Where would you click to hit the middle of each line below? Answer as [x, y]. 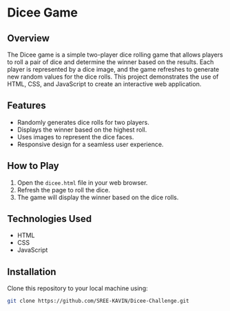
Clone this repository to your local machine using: [77, 288]
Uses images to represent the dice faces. [75, 137]
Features [27, 106]
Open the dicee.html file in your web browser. [82, 182]
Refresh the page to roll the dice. [64, 190]
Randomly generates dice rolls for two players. [83, 122]
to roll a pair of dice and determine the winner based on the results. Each [111, 62]
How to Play [33, 166]
